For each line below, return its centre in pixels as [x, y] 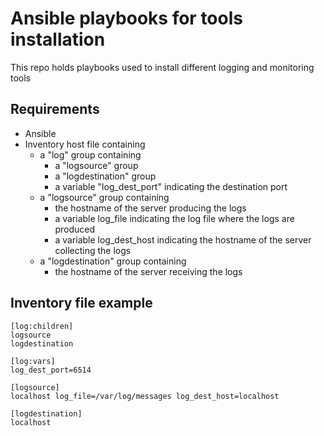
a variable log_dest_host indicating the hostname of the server [183, 239]
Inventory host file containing [85, 144]
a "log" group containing [90, 154]
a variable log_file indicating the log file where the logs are [174, 218]
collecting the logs [93, 250]
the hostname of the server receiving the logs [148, 271]
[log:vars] [33, 361]
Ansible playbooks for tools [126, 18]
